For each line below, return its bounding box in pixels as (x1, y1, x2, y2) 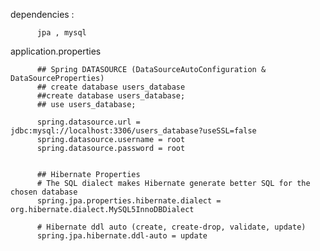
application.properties (10, 45, 102, 57)
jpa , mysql (36, 28, 87, 38)
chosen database (10, 187, 78, 197)
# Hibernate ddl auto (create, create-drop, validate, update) (36, 222, 307, 232)
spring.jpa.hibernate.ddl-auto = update (36, 231, 208, 241)
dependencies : (10, 9, 75, 20)
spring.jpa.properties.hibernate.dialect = (36, 196, 222, 206)
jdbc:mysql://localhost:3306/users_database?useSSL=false (10, 126, 257, 136)
